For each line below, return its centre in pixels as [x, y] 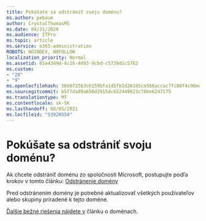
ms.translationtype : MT [37, 97]
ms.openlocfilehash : [33, 86]
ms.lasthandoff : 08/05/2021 [42, 109]
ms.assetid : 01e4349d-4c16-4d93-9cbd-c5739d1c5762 [72, 63]
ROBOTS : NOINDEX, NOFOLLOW [41, 52]
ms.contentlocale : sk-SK [38, 103]
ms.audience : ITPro [31, 35]
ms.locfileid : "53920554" [39, 114]
